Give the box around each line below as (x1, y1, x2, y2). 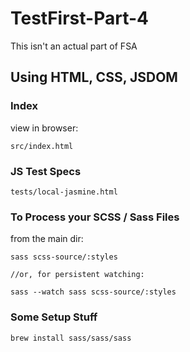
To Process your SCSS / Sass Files (10, 210, 180, 224)
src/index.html (10, 141, 74, 151)
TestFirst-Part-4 (10, 7, 149, 30)
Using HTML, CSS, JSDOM (10, 69, 178, 86)
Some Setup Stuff (10, 310, 98, 324)
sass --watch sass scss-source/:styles (10, 287, 177, 297)
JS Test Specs (10, 164, 82, 178)
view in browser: (10, 122, 79, 134)
